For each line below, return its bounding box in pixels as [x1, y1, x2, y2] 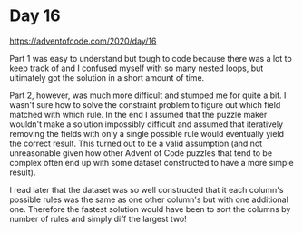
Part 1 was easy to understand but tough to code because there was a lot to [9, 53, 292, 63]
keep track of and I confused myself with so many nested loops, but [9, 63, 264, 73]
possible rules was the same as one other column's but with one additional [9, 194, 288, 205]
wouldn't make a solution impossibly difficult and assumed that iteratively [9, 119, 284, 130]
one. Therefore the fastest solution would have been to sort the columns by [9, 203, 291, 214]
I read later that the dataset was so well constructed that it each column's [9, 184, 284, 195]
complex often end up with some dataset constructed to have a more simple [9, 157, 294, 168]
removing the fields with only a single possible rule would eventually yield [9, 128, 284, 139]
